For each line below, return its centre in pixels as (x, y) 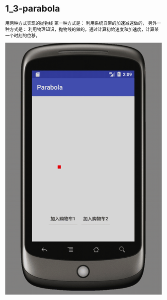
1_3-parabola (33, 9)
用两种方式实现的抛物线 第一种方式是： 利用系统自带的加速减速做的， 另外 (81, 23)
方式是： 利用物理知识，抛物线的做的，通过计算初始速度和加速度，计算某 (84, 29)
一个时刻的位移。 (23, 35)
